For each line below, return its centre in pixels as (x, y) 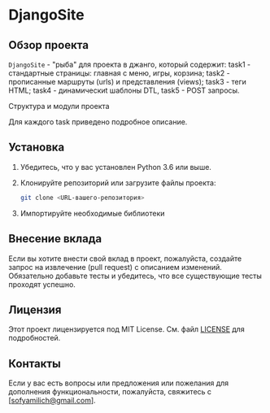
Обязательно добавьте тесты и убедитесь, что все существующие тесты (135, 276)
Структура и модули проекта (59, 106)
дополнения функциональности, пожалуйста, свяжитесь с (110, 392)
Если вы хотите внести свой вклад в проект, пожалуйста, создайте (125, 259)
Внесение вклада (55, 239)
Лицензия (35, 309)
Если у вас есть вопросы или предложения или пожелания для (119, 383)
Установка (37, 148)
